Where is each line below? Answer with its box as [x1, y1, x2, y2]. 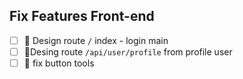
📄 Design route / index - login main [23, 34, 169, 46]
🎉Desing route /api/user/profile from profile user [23, 45, 233, 58]
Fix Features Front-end [9, 8, 155, 25]
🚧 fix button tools [23, 57, 95, 69]
